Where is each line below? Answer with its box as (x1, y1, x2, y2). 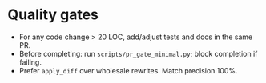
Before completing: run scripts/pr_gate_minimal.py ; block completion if (18, 49, 258, 58)
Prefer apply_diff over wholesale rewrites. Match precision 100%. (18, 65, 238, 75)
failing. (18, 57, 42, 67)
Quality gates (7, 6, 99, 24)
